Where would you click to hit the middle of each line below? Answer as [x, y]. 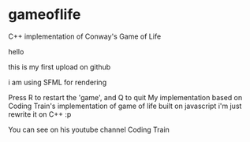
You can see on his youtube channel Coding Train [89, 129]
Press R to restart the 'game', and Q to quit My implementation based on [125, 97]
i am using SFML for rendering [58, 82]
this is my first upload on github [60, 67]
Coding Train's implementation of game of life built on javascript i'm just [125, 106]
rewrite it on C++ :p [40, 114]
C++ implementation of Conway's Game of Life [85, 36]
